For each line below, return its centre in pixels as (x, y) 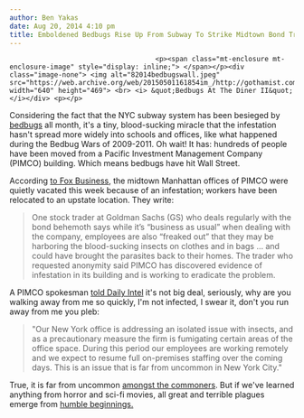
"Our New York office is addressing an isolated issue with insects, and (162, 330)
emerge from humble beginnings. (71, 404)
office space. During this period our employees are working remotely (160, 348)
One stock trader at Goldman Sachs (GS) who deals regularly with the (161, 218)
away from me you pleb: (54, 311)
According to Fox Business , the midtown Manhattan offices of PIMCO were (149, 181)
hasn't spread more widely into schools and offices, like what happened (143, 135)
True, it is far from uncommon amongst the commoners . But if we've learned (152, 385)
